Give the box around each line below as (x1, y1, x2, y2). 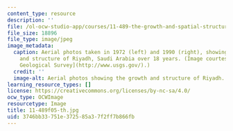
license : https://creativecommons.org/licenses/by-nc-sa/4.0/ (7, 87, 191, 94)
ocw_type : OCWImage (7, 94, 64, 101)
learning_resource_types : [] (7, 81, 92, 88)
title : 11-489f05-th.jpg (7, 107, 79, 114)
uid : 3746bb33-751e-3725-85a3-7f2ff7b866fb (7, 113, 135, 120)
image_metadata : (7, 42, 54, 49)
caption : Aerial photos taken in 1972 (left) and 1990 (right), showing (13, 49, 228, 56)
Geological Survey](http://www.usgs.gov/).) (19, 62, 150, 69)
